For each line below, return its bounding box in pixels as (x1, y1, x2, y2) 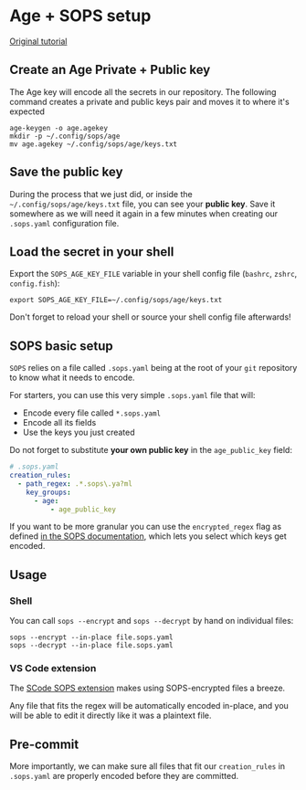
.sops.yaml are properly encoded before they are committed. (9, 771, 239, 782)
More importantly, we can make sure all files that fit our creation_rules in (9, 761, 286, 772)
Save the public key (9, 164, 123, 180)
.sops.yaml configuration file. (9, 217, 120, 228)
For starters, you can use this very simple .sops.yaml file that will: (9, 390, 256, 401)
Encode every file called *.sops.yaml (22, 407, 162, 418)
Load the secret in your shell (9, 244, 174, 259)
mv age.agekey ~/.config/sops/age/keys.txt (9, 139, 178, 149)
